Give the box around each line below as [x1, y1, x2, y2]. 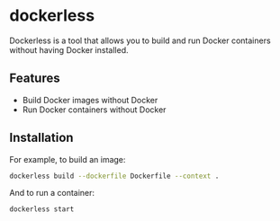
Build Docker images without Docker [22, 94, 158, 105]
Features [9, 71, 60, 86]
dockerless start [9, 205, 75, 214]
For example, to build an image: [9, 154, 126, 164]
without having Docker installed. [9, 44, 129, 55]
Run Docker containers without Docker [22, 104, 167, 115]
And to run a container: [9, 188, 95, 199]
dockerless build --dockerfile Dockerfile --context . [9, 172, 220, 181]
